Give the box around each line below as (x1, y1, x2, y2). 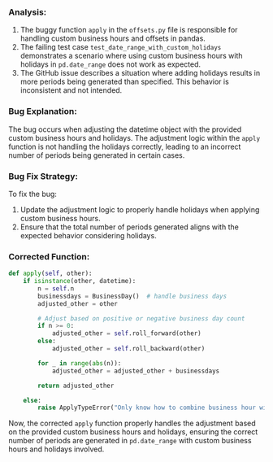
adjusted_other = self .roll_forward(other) (51, 329, 201, 338)
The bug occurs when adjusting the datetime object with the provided (8, 124, 242, 134)
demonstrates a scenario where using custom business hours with (19, 51, 243, 61)
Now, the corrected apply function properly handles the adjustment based (8, 418, 256, 429)
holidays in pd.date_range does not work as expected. (19, 59, 201, 69)
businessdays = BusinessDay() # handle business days (37, 292, 227, 300)
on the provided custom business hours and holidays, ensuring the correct (8, 427, 258, 437)
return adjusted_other (37, 381, 115, 390)
